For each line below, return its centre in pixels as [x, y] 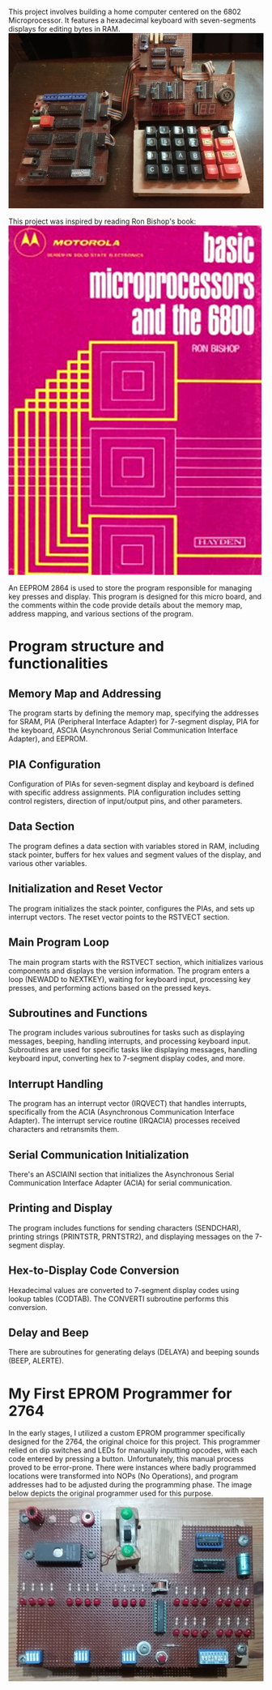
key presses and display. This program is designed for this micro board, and [135, 597]
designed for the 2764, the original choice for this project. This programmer [134, 1442]
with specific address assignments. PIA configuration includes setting [125, 792]
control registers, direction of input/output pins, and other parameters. [125, 801]
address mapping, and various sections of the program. [101, 614]
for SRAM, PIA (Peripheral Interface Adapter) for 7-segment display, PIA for [134, 722]
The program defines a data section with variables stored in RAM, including [134, 846]
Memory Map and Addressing [85, 693]
